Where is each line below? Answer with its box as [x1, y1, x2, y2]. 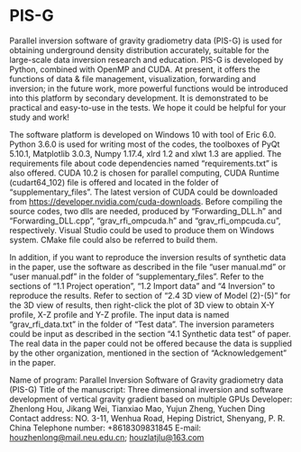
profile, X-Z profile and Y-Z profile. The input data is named [9, 309, 230, 320]
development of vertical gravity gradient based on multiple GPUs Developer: [9, 393, 293, 404]
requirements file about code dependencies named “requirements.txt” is [9, 158, 278, 168]
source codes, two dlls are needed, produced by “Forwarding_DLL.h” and [9, 205, 282, 216]
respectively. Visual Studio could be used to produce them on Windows [9, 224, 275, 235]
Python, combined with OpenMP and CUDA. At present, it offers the [9, 64, 261, 75]
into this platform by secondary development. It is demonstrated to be [9, 92, 269, 104]
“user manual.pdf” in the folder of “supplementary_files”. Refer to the [9, 271, 264, 282]
